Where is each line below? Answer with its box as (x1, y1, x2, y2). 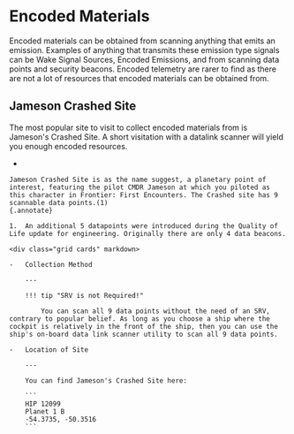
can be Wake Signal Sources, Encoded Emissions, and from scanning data (9, 54, 280, 65)
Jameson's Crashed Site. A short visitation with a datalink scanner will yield (9, 131, 284, 142)
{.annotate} (9, 206, 53, 215)
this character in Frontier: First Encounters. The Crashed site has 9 (9, 190, 278, 200)
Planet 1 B (25, 407, 65, 416)
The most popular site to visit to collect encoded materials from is (9, 122, 248, 133)
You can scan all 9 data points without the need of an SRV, (41, 307, 271, 316)
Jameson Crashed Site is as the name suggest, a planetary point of (9, 175, 267, 184)
